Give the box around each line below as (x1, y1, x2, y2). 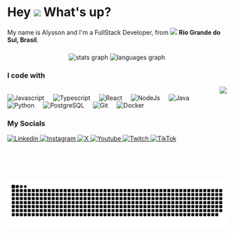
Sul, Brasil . (7, 36, 39, 44)
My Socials (7, 119, 46, 129)
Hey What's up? (7, 4, 111, 20)
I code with (7, 71, 45, 80)
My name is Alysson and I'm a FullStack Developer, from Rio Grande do (7, 28, 221, 36)
